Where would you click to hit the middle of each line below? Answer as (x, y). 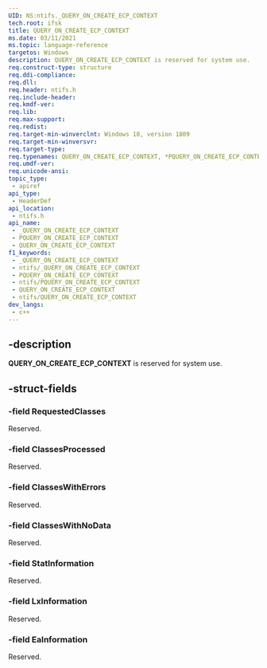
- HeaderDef (31, 201)
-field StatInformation (51, 563)
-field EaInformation (48, 639)
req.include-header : (43, 97)
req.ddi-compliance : (43, 75)
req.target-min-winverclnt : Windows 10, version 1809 (99, 134)
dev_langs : (26, 305)
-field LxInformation (48, 601)
